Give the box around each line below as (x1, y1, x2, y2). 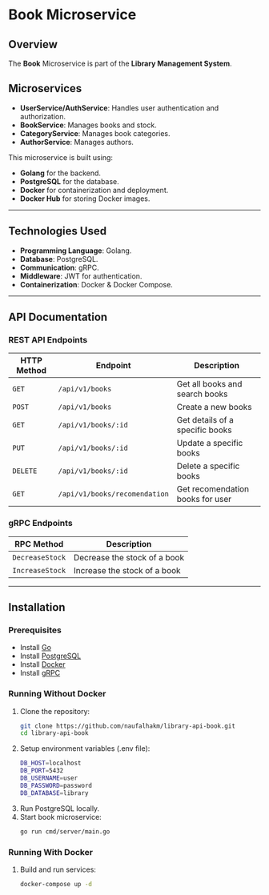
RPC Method (14, 538, 64, 549)
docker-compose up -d (19, 880, 92, 888)
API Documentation (8, 311, 108, 324)
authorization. (19, 111, 66, 121)
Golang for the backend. (19, 168, 102, 178)
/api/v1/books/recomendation (58, 490, 170, 499)
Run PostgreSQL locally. (19, 803, 100, 813)
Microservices (8, 82, 82, 95)
